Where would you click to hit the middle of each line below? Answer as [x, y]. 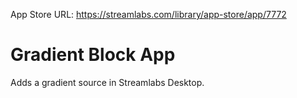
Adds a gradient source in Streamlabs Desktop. [107, 82]
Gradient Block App [93, 55]
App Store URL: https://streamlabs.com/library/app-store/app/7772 [148, 14]
